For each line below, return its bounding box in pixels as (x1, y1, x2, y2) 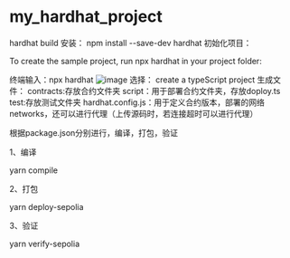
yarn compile (9, 165, 59, 176)
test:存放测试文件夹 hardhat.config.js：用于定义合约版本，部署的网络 (9, 97, 265, 108)
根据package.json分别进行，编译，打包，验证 (9, 127, 179, 138)
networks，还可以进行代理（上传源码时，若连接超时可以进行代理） (9, 108, 258, 119)
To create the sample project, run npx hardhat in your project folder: (9, 55, 262, 66)
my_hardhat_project (9, 6, 163, 27)
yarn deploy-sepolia (9, 201, 84, 212)
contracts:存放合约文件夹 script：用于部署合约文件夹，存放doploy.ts (26, 85, 281, 96)
